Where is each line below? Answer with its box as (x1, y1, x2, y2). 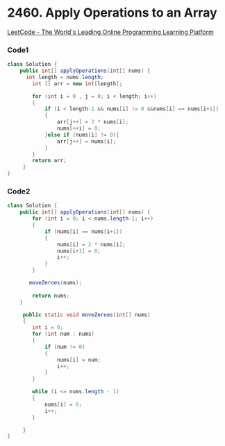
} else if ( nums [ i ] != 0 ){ (44, 131, 119, 138)
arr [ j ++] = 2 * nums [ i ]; (56, 119, 129, 126)
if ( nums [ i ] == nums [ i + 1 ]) (44, 228, 123, 235)
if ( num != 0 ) (44, 343, 85, 350)
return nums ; (32, 292, 70, 299)
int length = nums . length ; (25, 74, 104, 80)
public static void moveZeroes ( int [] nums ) (22, 311, 151, 318)
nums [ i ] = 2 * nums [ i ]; (56, 241, 126, 248)
